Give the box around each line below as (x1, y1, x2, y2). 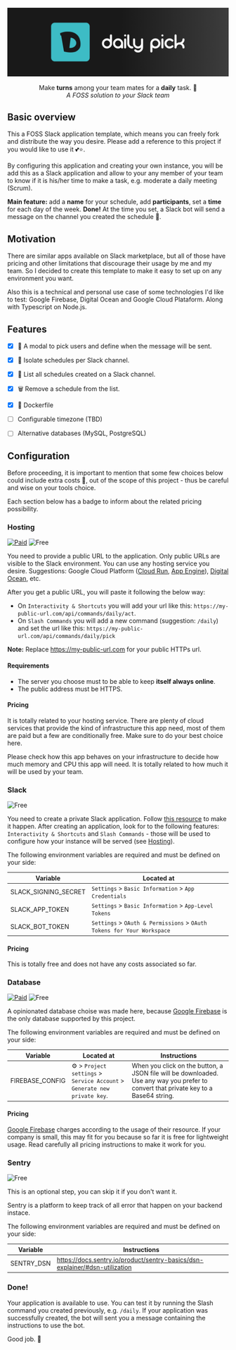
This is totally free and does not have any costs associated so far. (7, 960, 197, 968)
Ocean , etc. (7, 575, 41, 583)
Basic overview (7, 111, 76, 123)
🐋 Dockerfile (17, 401, 54, 409)
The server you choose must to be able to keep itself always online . (17, 677, 216, 685)
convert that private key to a (131, 1084, 213, 1092)
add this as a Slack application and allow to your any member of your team (7, 169, 223, 177)
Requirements (7, 661, 50, 670)
